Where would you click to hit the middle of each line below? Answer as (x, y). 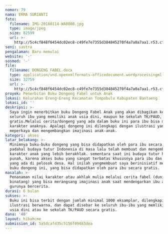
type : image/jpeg (28, 28)
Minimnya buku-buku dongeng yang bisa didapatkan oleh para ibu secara (86, 145)
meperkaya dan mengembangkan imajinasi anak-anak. (63, 130)
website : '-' (19, 56)
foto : (11, 19)
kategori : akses (22, 135)
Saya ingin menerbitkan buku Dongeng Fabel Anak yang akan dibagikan (83, 112)
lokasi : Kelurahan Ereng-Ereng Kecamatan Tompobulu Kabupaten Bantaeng (81, 98)
